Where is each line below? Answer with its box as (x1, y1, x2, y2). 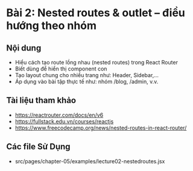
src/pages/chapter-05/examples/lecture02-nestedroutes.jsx (14, 157, 165, 165)
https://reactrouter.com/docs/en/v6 (14, 111, 104, 119)
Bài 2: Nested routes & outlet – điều (6, 6, 186, 20)
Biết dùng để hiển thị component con (14, 65, 107, 72)
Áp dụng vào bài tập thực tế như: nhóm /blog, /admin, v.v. (14, 78, 159, 85)
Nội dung (6, 43, 42, 53)
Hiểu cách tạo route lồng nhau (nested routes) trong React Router (14, 59, 178, 66)
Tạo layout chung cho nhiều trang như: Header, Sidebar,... (14, 72, 159, 78)
